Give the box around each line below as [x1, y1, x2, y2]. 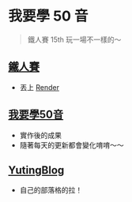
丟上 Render [19, 82, 59, 92]
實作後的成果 [19, 130, 62, 140]
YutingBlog [8, 163, 65, 177]
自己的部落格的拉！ [19, 185, 83, 195]
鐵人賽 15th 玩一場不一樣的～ [27, 35, 122, 44]
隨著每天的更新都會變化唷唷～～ [19, 140, 124, 150]
